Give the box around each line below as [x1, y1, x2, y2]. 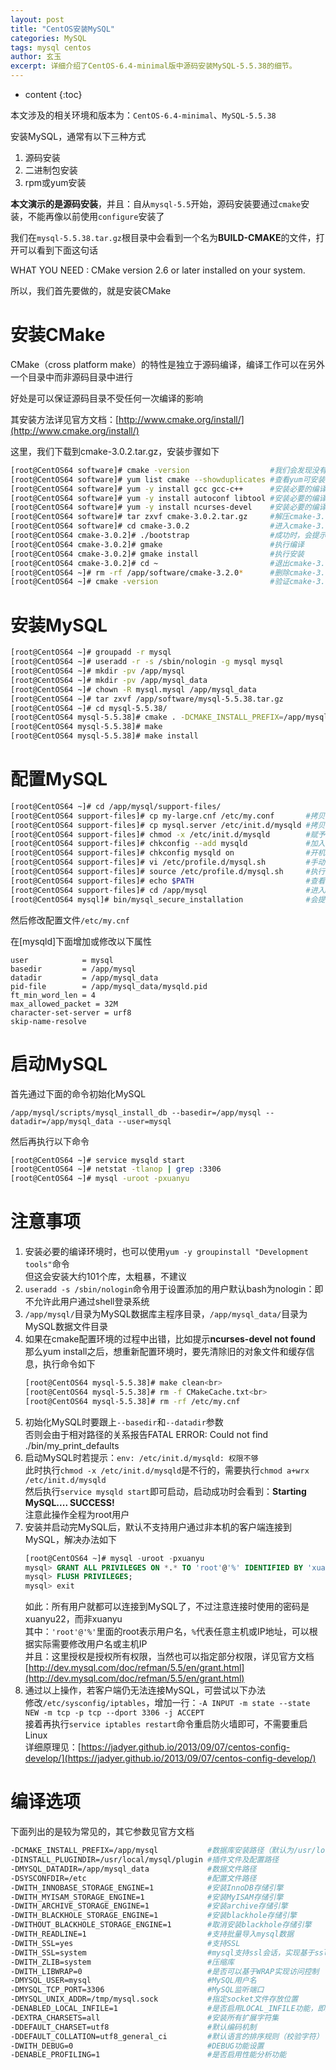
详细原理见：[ [24, 1741, 82, 1753]
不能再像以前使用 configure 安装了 [27, 211, 165, 222]
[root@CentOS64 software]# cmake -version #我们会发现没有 [10, 465, 327, 475]
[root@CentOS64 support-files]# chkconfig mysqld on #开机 [10, 848, 326, 858]
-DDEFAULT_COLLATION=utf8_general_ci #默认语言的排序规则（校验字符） [10, 2031, 324, 2041]
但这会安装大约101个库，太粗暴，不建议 [24, 1271, 188, 1283]
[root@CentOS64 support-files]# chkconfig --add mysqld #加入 [10, 839, 326, 849]
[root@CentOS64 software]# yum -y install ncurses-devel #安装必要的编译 [10, 502, 327, 513]
